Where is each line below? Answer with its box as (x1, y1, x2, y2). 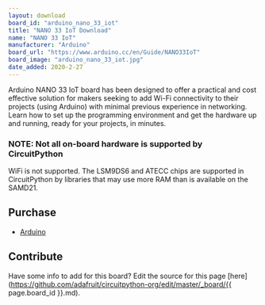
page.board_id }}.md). (8, 288, 81, 297)
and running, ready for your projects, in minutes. (8, 118, 167, 128)
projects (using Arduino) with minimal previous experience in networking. (8, 101, 248, 111)
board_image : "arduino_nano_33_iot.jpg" (8, 56, 144, 64)
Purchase (8, 206, 57, 219)
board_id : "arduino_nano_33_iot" (8, 19, 119, 27)
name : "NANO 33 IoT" (8, 33, 77, 42)
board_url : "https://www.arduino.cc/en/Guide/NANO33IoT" (8, 48, 201, 56)
